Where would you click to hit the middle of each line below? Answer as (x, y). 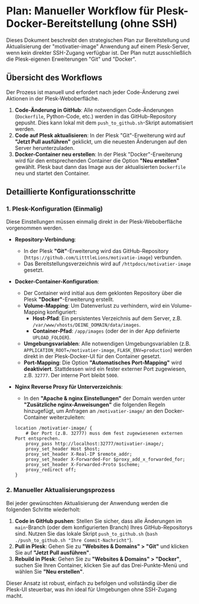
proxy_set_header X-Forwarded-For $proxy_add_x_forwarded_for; (105, 459)
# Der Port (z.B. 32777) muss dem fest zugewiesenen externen (104, 434)
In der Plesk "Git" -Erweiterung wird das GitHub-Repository (96, 251)
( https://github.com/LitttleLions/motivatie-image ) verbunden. (103, 258)
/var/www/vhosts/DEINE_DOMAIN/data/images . (86, 325)
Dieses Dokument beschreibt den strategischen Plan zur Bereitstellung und (98, 40)
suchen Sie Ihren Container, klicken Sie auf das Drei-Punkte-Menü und (101, 565)
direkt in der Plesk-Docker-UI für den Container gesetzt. (92, 356)
